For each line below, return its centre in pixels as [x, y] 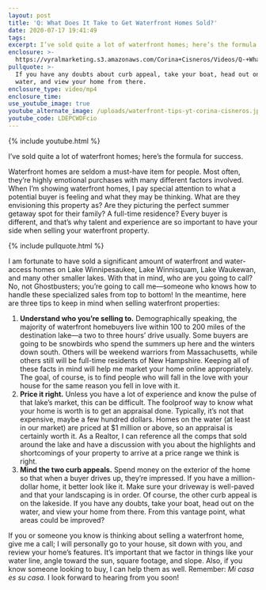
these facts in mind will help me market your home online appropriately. [136, 369]
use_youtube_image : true [49, 104]
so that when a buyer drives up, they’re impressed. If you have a [124, 478]
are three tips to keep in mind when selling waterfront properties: [114, 303]
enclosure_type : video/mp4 [53, 89]
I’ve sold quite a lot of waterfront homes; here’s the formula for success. [126, 156]
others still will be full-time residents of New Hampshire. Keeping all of [134, 360]
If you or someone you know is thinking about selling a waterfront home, [126, 535]
